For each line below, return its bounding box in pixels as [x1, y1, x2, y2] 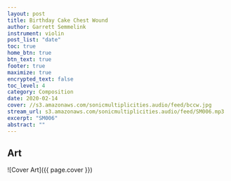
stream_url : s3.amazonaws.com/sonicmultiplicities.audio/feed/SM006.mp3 [7, 108, 225, 115]
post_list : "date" [7, 36, 61, 43]
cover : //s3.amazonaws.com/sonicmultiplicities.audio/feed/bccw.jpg [7, 102, 212, 109]
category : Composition [7, 88, 74, 95]
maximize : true [7, 69, 52, 76]
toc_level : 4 [7, 82, 46, 89]
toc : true [7, 43, 37, 50]
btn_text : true [7, 56, 52, 63]
